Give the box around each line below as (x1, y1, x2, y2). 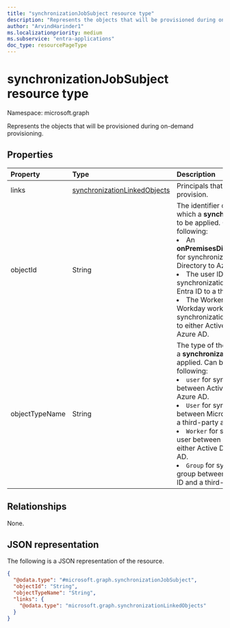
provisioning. (7, 129, 44, 137)
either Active (177, 443, 218, 452)
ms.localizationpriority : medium (7, 29, 103, 36)
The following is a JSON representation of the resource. (7, 557, 164, 566)
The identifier (177, 200, 220, 210)
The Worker (186, 295, 225, 304)
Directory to (177, 261, 215, 270)
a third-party (177, 418, 219, 427)
